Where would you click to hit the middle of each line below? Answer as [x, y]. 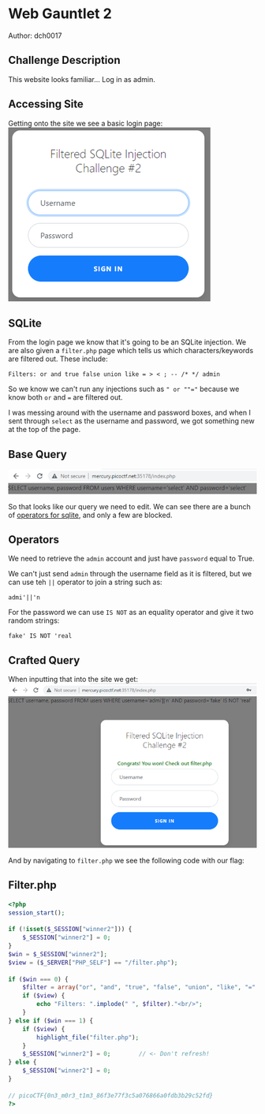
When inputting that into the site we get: [73, 680]
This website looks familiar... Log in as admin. [82, 79]
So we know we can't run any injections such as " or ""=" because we [124, 389]
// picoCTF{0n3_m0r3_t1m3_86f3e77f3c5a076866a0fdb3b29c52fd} [111, 1095]
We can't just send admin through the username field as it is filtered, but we [130, 574]
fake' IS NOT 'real [40, 636]
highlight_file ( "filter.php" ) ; [88, 1038]
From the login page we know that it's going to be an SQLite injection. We [127, 342]
